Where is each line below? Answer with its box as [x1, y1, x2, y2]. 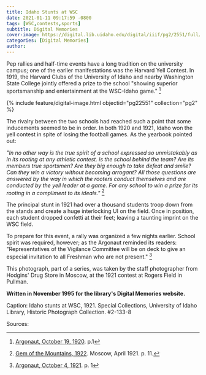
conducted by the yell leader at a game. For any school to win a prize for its [6, 182, 198, 189]
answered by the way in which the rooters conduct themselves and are [6, 175, 186, 182]
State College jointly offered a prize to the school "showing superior [6, 79, 178, 87]
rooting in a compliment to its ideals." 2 [6, 188, 105, 196]
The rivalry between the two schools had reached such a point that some [6, 117, 191, 125]
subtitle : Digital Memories [6, 26, 78, 33]
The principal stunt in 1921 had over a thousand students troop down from [6, 201, 193, 209]
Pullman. [6, 277, 29, 285]
